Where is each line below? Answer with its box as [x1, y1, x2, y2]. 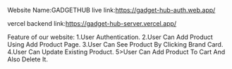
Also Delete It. [7, 55, 48, 63]
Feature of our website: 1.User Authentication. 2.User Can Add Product [7, 33, 213, 41]
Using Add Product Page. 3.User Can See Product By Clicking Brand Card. [7, 40, 224, 48]
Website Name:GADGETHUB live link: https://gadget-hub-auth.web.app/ [7, 6, 216, 14]
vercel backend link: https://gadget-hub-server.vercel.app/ [7, 20, 177, 27]
